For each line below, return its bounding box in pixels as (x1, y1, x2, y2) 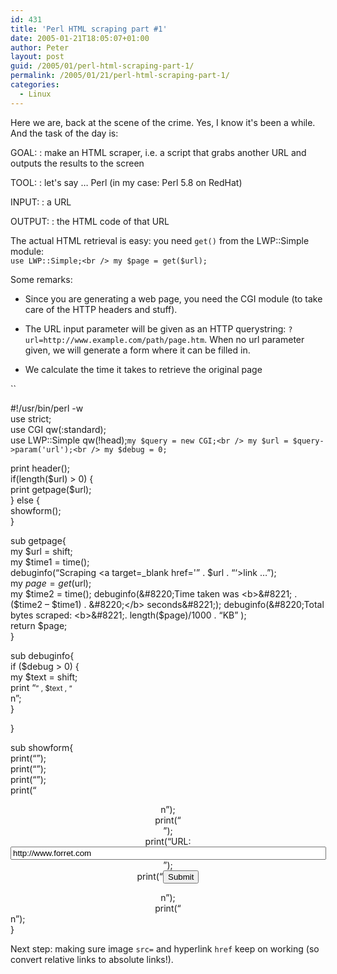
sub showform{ (10, 741, 74, 753)
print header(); (10, 462, 71, 474)
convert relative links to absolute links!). (10, 953, 174, 965)
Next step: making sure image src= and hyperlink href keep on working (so (10, 942, 320, 955)
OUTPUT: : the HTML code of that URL (10, 215, 170, 227)
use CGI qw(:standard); (10, 423, 107, 435)
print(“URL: (144, 835, 192, 847)
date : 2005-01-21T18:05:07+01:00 (10, 33, 150, 43)
